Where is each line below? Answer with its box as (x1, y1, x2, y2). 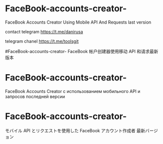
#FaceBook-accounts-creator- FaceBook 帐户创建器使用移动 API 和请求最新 (5, 48, 159, 54)
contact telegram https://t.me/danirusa (5, 29, 83, 34)
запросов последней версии (5, 93, 65, 99)
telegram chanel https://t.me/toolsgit (5, 38, 79, 44)
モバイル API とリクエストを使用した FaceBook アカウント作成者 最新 (5, 127, 145, 133)
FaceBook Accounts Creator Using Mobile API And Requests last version (5, 19, 152, 25)
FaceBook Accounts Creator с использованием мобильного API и (5, 88, 140, 94)
